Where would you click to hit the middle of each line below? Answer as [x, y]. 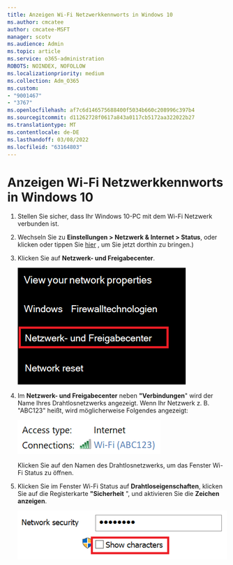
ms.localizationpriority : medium [56, 73]
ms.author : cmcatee [36, 22]
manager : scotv [29, 37]
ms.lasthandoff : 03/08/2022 [48, 139]
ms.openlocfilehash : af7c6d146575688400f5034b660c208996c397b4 [101, 110]
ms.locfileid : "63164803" [45, 147]
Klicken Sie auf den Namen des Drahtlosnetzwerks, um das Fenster [114, 465]
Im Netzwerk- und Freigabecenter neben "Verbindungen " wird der [115, 396]
